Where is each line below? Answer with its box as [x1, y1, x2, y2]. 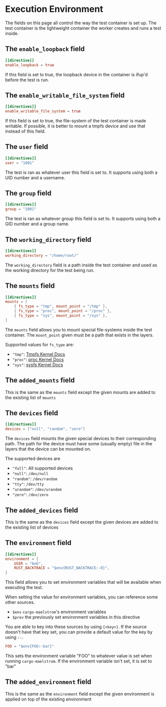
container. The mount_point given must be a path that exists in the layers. [5, 332, 154, 338]
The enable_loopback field [5, 45, 85, 53]
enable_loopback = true [5, 62, 55, 67]
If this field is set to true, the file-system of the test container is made [5, 118, 146, 124]
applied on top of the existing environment [5, 696, 92, 702]
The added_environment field [5, 678, 92, 686]
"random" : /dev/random [12, 476, 57, 482]
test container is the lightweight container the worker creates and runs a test [5, 25, 162, 31]
